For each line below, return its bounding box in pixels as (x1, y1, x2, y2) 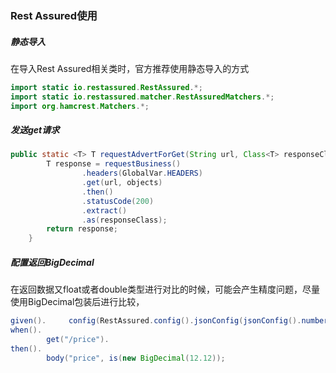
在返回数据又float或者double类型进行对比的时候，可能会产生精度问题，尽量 (10, 283, 320, 296)
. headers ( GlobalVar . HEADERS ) (81, 168, 203, 179)
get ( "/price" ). (46, 334, 110, 344)
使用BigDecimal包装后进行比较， (10, 296, 145, 308)
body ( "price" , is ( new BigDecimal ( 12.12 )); (46, 353, 226, 363)
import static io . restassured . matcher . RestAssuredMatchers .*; (10, 92, 275, 102)
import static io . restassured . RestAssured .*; (10, 82, 203, 92)
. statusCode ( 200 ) (81, 196, 155, 206)
